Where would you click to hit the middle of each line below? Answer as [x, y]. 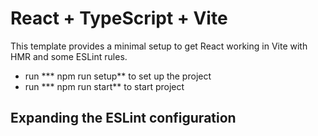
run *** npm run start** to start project [104, 86]
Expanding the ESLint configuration [123, 118]
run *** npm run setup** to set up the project [118, 76]
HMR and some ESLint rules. [69, 56]
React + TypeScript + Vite [119, 18]
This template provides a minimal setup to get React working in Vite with [159, 46]
